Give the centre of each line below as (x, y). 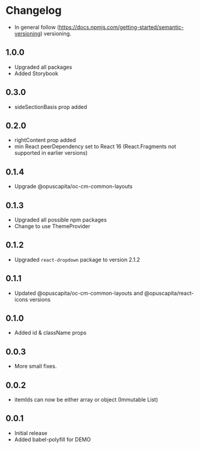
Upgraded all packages (43, 67)
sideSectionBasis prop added (51, 107)
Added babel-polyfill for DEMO (53, 439)
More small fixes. (35, 366)
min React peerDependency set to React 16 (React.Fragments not (95, 147)
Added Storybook (36, 73)
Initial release (31, 433)
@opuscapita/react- (169, 293)
